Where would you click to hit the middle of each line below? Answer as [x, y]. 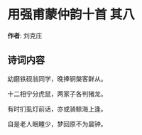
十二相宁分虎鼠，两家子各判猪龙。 [57, 94]
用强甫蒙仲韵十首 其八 [71, 15]
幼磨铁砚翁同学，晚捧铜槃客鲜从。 [57, 78]
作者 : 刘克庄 [25, 36]
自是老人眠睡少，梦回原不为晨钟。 [57, 124]
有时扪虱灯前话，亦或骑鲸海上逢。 [57, 109]
